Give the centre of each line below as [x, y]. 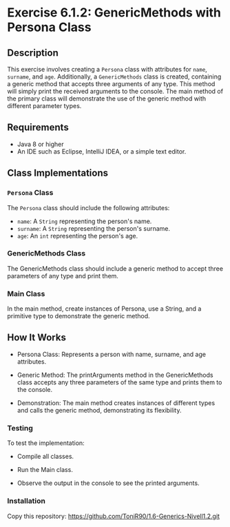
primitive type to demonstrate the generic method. [79, 316]
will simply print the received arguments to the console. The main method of [115, 91]
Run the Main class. [45, 470]
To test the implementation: [46, 443]
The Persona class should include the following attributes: [88, 207]
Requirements [38, 128]
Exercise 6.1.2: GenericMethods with [114, 13]
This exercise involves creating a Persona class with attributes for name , [107, 69]
